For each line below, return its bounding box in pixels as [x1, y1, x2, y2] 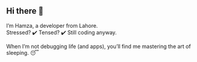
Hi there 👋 [6, 6, 44, 16]
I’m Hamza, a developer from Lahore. [6, 22, 98, 29]
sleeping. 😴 [6, 49, 39, 56]
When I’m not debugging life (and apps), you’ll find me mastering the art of [6, 43, 191, 50]
